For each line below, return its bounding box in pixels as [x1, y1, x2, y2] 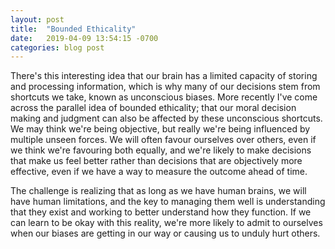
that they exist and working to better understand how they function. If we [10, 206, 312, 218]
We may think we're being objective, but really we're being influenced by [10, 123, 311, 135]
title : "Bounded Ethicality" [10, 24, 137, 34]
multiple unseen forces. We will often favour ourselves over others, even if [10, 134, 317, 146]
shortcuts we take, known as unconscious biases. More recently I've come [10, 91, 318, 103]
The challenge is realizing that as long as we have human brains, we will [10, 185, 307, 197]
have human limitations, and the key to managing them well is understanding [10, 196, 326, 208]
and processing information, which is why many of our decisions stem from [10, 81, 321, 93]
